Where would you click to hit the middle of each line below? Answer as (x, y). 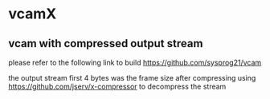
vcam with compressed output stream (106, 44)
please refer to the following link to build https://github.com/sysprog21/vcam (135, 62)
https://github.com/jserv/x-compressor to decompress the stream (117, 86)
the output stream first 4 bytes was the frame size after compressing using (132, 78)
